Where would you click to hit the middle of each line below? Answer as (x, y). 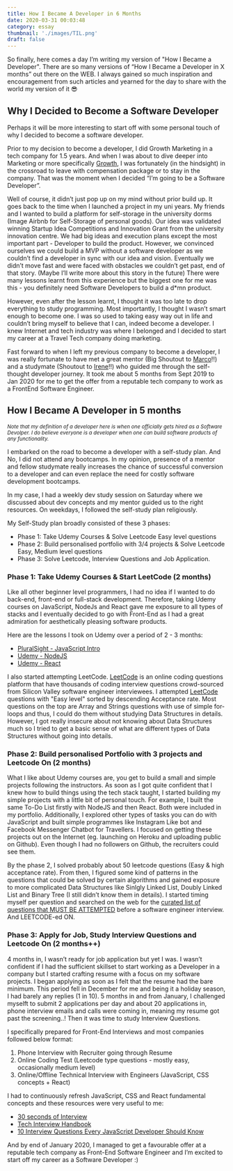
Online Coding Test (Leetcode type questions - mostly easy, (103, 1060)
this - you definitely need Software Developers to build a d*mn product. (110, 288)
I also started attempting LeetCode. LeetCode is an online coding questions (115, 677)
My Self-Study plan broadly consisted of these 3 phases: (89, 523)
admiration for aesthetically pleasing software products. (87, 622)
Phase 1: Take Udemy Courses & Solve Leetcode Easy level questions (117, 536)
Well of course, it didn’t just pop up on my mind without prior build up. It (110, 198)
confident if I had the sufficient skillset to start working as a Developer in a (114, 966)
